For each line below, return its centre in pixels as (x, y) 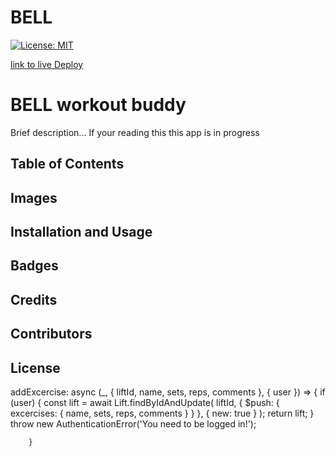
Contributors (51, 334)
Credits (34, 299)
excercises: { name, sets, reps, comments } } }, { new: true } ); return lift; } (162, 413)
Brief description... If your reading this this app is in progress (135, 132)
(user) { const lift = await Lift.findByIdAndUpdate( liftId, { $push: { (145, 403)
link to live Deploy (47, 64)
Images (34, 197)
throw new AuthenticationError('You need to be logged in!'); (133, 424)
